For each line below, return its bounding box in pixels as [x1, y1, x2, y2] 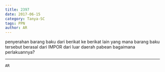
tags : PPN [5, 21, 26, 26]
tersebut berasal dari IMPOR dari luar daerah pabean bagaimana [5, 44, 136, 50]
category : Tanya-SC [5, 16, 45, 21]
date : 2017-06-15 [5, 12, 41, 17]
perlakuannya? [5, 49, 35, 55]
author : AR [5, 25, 27, 30]
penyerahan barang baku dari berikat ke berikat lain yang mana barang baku [5, 39, 160, 45]
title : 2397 [5, 7, 29, 12]
